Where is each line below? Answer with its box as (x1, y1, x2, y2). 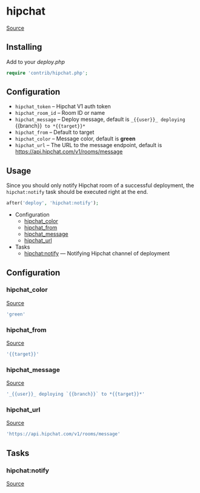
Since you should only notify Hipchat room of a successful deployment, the (6, 182, 195, 189)
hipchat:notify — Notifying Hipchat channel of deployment (24, 250, 170, 257)
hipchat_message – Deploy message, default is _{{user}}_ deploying (15, 115, 185, 123)
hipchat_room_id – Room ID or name (15, 109, 105, 117)
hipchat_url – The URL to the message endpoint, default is (15, 142, 162, 149)
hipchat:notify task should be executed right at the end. (6, 188, 148, 196)
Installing (6, 42, 42, 52)
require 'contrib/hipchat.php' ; (6, 70, 88, 76)
